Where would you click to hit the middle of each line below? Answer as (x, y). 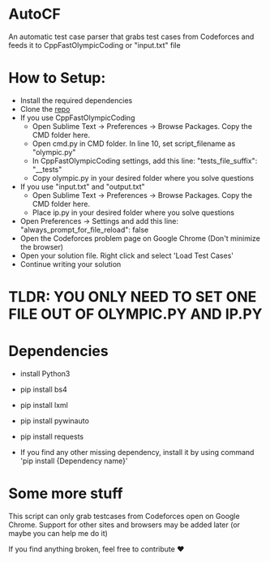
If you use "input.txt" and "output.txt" (83, 187)
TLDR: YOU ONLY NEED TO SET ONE (133, 297)
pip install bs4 (43, 389)
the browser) (41, 247)
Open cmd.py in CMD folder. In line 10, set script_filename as (134, 144)
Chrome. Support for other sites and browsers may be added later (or (124, 525)
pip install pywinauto (54, 421)
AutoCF (34, 14)
